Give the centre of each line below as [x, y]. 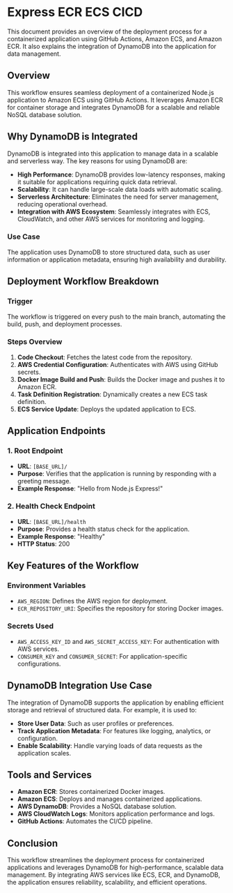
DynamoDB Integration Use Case [80, 685]
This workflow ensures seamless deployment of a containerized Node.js [111, 92]
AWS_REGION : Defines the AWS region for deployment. [93, 601]
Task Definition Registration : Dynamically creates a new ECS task [112, 394]
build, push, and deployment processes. [65, 324]
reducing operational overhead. [62, 204]
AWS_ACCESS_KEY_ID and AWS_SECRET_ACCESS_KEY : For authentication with [118, 641]
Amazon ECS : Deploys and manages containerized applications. [110, 799]
